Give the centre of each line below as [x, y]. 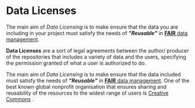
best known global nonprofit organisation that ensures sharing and [86, 86]
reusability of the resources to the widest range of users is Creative [87, 93]
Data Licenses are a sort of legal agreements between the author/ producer [97, 50]
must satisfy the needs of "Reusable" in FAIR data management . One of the [98, 81]
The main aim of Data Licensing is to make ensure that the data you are [92, 27]
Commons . [20, 99]
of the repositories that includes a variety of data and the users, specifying [96, 57]
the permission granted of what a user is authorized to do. [76, 63]
